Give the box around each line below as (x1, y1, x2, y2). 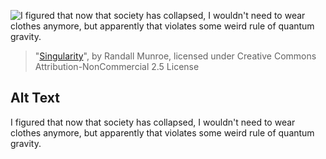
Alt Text (10, 90, 60, 107)
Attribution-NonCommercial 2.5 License (34, 61, 200, 72)
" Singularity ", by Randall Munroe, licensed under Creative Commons (34, 50, 317, 62)
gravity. (10, 137, 42, 149)
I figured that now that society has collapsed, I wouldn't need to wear (10, 116, 296, 128)
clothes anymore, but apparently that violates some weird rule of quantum (10, 126, 315, 139)
